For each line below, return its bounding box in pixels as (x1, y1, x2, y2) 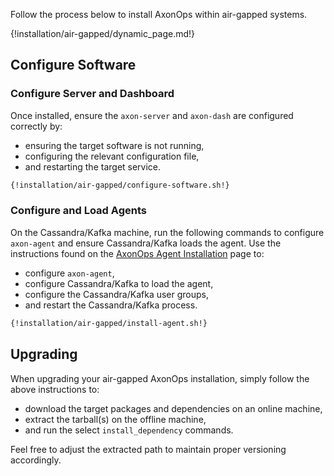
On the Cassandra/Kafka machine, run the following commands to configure (10, 226, 325, 238)
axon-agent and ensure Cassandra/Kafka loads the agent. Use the (10, 237, 282, 249)
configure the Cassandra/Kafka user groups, (24, 288, 210, 300)
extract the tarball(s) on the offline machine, (24, 413, 207, 425)
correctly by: (10, 120, 63, 132)
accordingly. (10, 454, 62, 466)
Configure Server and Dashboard (10, 87, 175, 101)
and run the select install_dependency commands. (24, 424, 234, 436)
